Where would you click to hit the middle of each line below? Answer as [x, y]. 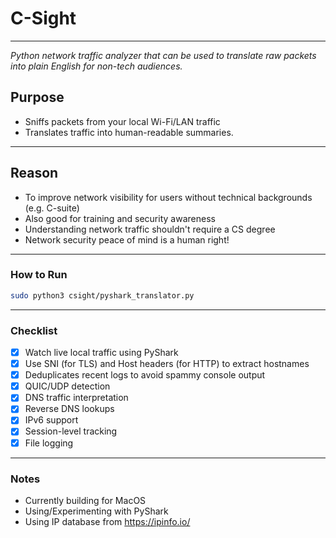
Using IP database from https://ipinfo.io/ [107, 521]
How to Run [39, 275]
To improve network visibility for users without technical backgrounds [168, 197]
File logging [49, 443]
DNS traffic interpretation [76, 398]
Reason [34, 173]
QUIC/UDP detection [67, 386]
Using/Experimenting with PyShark [96, 511]
